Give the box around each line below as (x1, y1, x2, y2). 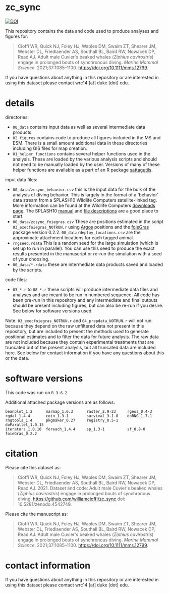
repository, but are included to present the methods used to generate (5, 328, 149, 334)
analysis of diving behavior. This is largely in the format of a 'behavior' (12, 191, 159, 198)
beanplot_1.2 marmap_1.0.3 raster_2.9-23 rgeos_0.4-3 (5, 409, 152, 414)
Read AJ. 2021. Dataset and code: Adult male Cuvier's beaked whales (17, 485, 163, 491)
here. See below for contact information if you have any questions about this (5, 350, 164, 356)
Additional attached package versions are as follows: (5, 399, 115, 405)
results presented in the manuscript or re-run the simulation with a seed (12, 250, 162, 256)
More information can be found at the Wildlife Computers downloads (12, 202, 155, 208)
